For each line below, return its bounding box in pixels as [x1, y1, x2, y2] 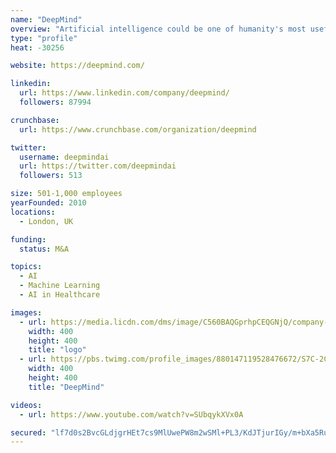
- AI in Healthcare [19, 290, 101, 300]
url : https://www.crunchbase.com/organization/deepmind [19, 124, 257, 135]
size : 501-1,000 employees [10, 189, 123, 199]
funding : [10, 234, 47, 245]
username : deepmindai [19, 152, 110, 162]
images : [10, 307, 43, 318]
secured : [10, 427, 47, 438]
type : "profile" [10, 33, 78, 43]
